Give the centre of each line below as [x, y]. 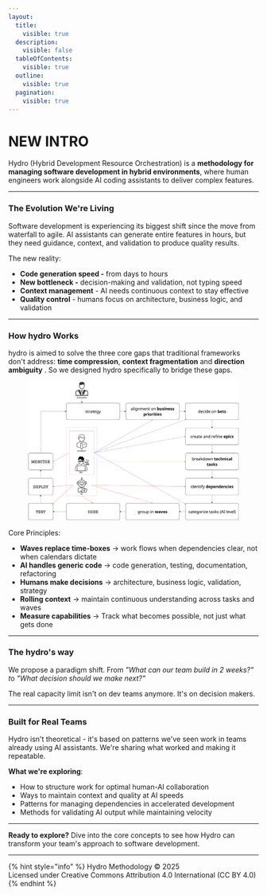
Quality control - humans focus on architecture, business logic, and [131, 299]
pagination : [35, 92]
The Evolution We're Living [61, 209]
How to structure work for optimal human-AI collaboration [114, 787]
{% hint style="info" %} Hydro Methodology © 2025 [94, 867]
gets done [36, 624]
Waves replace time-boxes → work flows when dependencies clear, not [139, 548]
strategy [33, 591]
